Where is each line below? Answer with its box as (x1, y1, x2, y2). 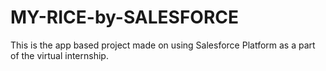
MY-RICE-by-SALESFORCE (10, 6, 240, 29)
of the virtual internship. (10, 49, 109, 61)
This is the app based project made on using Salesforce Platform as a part (10, 39, 316, 51)
